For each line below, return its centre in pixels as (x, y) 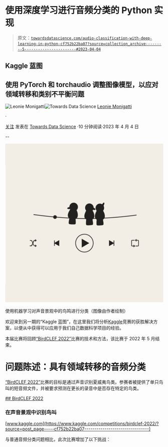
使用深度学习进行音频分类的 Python (79, 10)
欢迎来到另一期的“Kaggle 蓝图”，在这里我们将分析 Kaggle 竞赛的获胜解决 (79, 322)
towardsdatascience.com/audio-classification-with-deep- (92, 38)
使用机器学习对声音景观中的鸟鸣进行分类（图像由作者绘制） (67, 311)
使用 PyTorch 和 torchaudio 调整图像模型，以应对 (82, 84)
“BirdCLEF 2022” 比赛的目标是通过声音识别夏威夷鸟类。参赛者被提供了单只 (82, 382)
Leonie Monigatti (114, 107)
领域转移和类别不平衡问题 (45, 94)
